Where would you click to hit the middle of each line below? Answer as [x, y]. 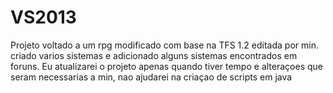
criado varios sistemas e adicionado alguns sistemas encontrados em [154, 55]
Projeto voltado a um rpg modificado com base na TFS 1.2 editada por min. [164, 45]
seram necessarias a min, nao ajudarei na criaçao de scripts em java [151, 77]
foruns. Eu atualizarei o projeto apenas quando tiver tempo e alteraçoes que [166, 66]
